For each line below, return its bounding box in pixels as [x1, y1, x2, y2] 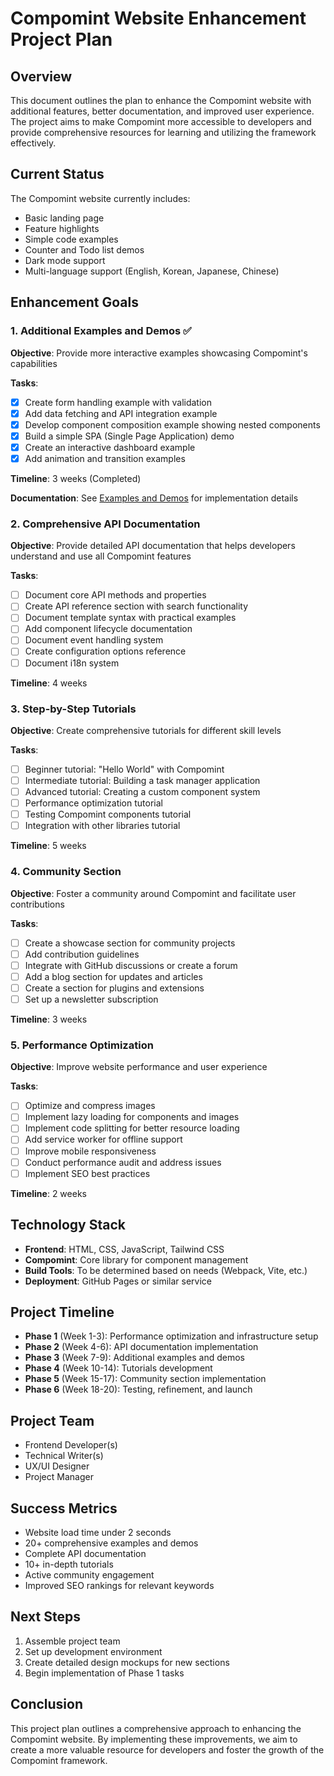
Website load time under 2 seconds [24, 1526, 172, 1538]
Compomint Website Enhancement [10, 7, 307, 30]
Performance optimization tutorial [24, 797, 163, 809]
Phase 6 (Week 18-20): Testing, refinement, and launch [24, 1383, 253, 1396]
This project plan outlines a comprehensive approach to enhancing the [10, 1722, 302, 1734]
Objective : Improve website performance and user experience [10, 1061, 268, 1073]
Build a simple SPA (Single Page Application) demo [24, 430, 235, 442]
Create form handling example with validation [24, 396, 212, 408]
